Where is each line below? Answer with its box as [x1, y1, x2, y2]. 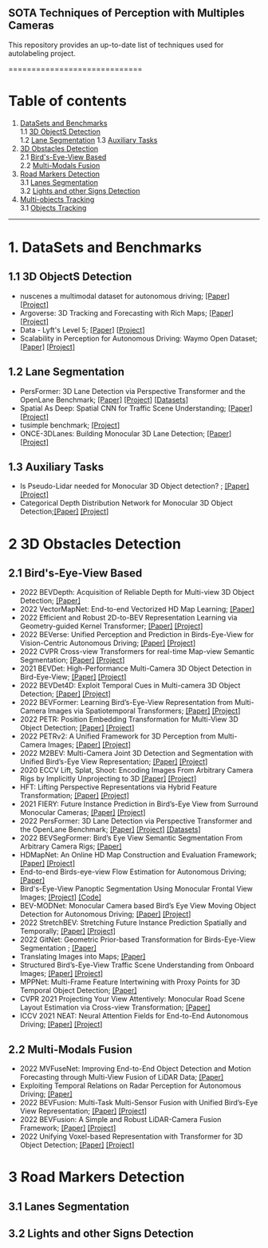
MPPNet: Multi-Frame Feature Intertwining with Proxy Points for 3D [19, 977, 241, 987]
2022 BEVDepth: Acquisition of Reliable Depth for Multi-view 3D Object [19, 588, 255, 597]
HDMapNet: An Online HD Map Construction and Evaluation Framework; [19, 850, 258, 860]
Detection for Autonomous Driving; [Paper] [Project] [19, 909, 191, 919]
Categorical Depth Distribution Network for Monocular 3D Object [19, 498, 234, 508]
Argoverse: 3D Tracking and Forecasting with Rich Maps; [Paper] [19, 308, 234, 317]
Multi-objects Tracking [19, 195, 95, 204]
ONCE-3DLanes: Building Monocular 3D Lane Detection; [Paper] [19, 428, 232, 438]
